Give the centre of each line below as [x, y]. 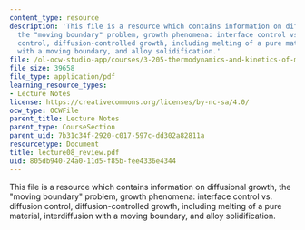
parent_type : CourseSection [63, 128]
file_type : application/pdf [63, 77]
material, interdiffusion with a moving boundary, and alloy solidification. [143, 216]
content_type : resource [54, 18]
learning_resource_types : [58, 85]
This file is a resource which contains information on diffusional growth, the [150, 187]
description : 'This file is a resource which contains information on [146, 26]
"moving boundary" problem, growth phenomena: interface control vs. [141, 196]
